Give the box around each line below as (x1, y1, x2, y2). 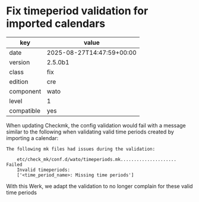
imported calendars (6, 17, 106, 30)
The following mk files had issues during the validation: (6, 146, 156, 152)
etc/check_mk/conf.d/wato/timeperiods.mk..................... (17, 156, 177, 162)
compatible (9, 106, 40, 114)
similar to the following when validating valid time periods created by (6, 128, 174, 135)
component (9, 87, 42, 95)
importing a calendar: (6, 134, 59, 141)
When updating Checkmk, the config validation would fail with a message (6, 122, 186, 129)
